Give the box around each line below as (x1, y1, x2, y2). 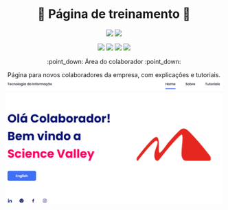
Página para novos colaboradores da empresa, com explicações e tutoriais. (8, 70, 220, 78)
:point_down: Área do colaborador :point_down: (47, 57, 181, 65)
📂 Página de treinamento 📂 (37, 6, 191, 22)
